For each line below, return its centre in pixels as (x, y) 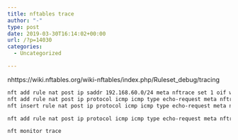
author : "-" (25, 21)
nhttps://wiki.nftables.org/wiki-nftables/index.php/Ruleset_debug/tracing (114, 79)
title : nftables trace (41, 14)
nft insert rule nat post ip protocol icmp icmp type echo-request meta (117, 106)
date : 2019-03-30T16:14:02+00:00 (57, 34)
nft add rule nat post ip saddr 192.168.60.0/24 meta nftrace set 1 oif (117, 93)
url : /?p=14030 (30, 40)
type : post (23, 27)
